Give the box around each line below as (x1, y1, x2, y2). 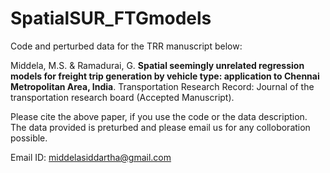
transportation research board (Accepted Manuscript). (10, 91, 235, 103)
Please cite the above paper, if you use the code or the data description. (10, 110, 308, 122)
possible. (10, 132, 48, 144)
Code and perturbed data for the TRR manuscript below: (10, 40, 243, 52)
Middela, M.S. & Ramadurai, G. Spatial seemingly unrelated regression (10, 59, 305, 71)
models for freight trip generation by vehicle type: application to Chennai (10, 70, 320, 82)
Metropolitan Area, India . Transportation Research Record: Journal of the (10, 80, 315, 92)
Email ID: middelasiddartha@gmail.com (10, 151, 172, 163)
